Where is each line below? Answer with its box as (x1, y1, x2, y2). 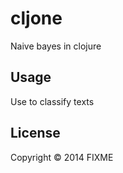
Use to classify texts (10, 95, 95, 107)
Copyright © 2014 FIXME (10, 151, 114, 163)
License (10, 125, 61, 142)
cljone (10, 7, 63, 30)
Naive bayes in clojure (10, 40, 102, 52)
